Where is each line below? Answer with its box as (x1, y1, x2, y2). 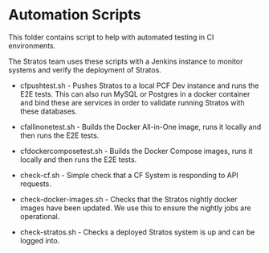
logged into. (19, 235, 60, 245)
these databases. (19, 106, 78, 116)
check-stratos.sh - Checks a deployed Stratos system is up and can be (19, 227, 255, 237)
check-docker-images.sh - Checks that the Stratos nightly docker (19, 194, 238, 204)
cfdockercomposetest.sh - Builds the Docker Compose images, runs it (19, 146, 253, 156)
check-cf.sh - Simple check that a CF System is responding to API (19, 170, 238, 180)
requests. (19, 179, 52, 189)
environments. (8, 40, 56, 50)
